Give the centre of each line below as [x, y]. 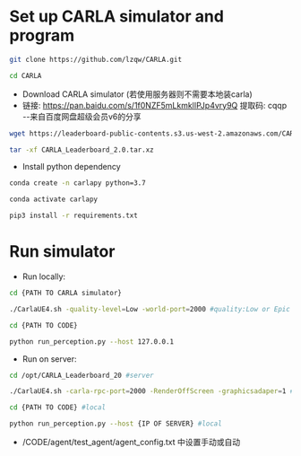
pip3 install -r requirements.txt [74, 216]
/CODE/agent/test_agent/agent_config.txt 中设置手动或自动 [131, 442]
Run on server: [49, 359]
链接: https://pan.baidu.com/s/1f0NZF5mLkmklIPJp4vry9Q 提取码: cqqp [155, 105]
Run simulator [62, 252]
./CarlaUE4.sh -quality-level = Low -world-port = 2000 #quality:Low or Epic [150, 309]
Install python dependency [71, 167]
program [42, 35]
